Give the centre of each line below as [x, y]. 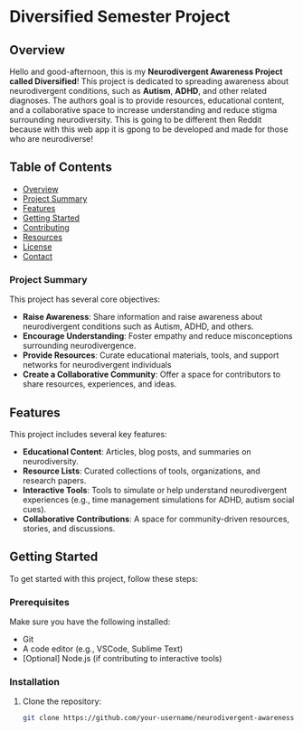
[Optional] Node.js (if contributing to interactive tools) [122, 659]
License [37, 247]
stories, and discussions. [69, 528]
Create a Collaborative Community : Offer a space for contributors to [151, 375]
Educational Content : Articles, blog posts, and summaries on [137, 451]
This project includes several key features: [88, 434]
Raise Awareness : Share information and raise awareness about [142, 317]
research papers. [54, 480]
